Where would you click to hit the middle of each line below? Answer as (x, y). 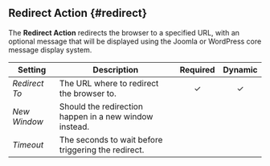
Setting (32, 69)
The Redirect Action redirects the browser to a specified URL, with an (124, 32)
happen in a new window (106, 116)
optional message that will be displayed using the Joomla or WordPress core (135, 41)
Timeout (28, 144)
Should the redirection (101, 106)
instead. (74, 127)
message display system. (50, 50)
